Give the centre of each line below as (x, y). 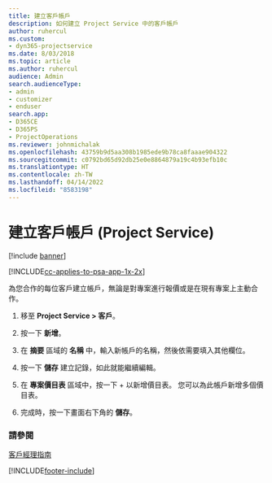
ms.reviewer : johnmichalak (54, 144)
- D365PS (23, 129)
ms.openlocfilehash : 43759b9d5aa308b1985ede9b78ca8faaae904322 (118, 152)
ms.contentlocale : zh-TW (50, 175)
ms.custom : (27, 39)
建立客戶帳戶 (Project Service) (111, 232)
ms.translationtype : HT (49, 168)
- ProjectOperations (44, 137)
